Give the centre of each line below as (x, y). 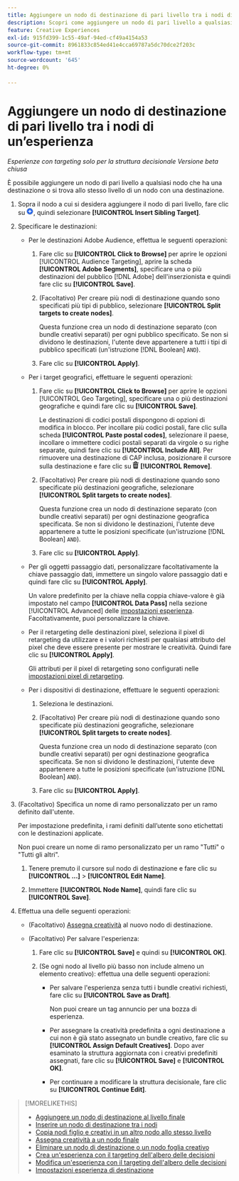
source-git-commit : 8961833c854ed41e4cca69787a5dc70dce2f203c (101, 45)
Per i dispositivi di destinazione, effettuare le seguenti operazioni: (124, 690)
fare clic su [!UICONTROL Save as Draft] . (110, 995)
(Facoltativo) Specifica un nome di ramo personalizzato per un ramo (117, 804)
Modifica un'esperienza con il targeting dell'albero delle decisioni (131, 1162)
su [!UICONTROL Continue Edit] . (98, 1089)
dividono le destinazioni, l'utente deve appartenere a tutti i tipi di (133, 342)
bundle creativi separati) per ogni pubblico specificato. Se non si (134, 334)
